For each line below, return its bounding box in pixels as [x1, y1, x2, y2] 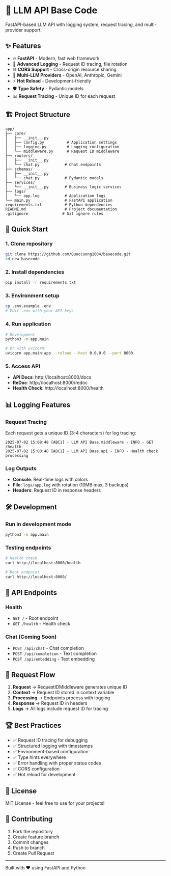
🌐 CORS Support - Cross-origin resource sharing [12, 66, 117, 72]
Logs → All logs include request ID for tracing [12, 705, 108, 712]
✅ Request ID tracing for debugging [12, 737, 88, 743]
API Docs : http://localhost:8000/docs [12, 374, 92, 380]
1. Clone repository [5, 240, 53, 247]
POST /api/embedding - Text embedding [12, 655, 95, 662]
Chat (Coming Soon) [5, 634, 57, 641]
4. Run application [5, 320, 51, 327]
